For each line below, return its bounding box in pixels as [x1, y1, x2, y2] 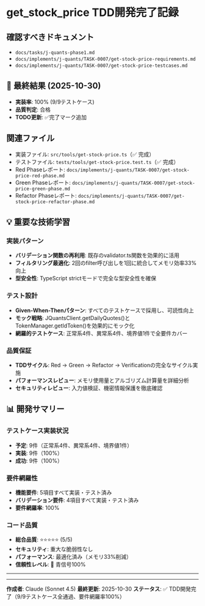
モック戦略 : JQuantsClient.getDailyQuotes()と [15, 314, 131, 321]
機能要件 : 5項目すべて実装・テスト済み [15, 488, 112, 496]
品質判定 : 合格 [15, 105, 51, 113]
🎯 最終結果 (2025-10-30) [6, 81, 101, 91]
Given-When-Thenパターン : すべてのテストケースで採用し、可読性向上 [15, 307, 194, 314]
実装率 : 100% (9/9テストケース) [15, 98, 95, 105]
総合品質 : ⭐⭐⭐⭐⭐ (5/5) [15, 536, 73, 544]
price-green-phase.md [15, 185, 70, 192]
